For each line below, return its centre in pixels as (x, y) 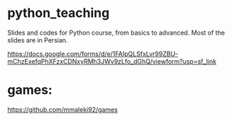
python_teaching (59, 13)
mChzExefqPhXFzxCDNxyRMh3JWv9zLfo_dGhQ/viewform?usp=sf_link (112, 61)
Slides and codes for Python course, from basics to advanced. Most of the (116, 33)
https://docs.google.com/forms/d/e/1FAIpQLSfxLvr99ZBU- (93, 54)
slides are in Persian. (38, 40)
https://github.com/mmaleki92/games (63, 109)
